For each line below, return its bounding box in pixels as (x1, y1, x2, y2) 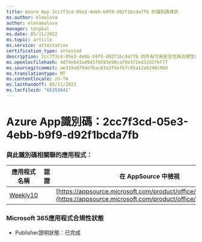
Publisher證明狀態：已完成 (14, 229, 81, 236)
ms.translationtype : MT (6, 70, 66, 76)
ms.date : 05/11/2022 (6, 31, 58, 37)
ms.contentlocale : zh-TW (6, 76, 69, 82)
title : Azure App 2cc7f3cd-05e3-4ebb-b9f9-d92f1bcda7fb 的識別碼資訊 (6, 8, 179, 15)
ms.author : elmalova (6, 14, 58, 20)
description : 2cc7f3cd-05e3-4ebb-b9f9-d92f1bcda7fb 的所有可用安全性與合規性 (6, 54, 195, 60)
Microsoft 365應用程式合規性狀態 (6, 214, 104, 223)
